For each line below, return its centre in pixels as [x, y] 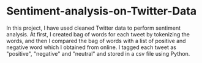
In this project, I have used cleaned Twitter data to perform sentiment [94, 28]
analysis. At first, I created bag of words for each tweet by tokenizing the [98, 34]
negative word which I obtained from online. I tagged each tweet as [91, 47]
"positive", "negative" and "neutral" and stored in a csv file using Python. [98, 53]
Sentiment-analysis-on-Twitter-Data [102, 11]
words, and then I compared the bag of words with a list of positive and [96, 41]
